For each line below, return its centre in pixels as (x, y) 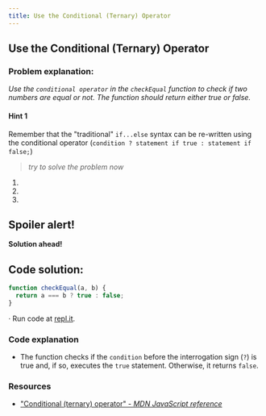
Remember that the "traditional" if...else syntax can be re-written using (130, 134)
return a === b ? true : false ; (70, 296)
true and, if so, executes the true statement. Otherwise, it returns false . (139, 366)
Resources (30, 386)
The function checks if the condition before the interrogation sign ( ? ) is (138, 357)
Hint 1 (18, 116)
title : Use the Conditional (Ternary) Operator (90, 16)
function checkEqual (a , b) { (57, 288)
